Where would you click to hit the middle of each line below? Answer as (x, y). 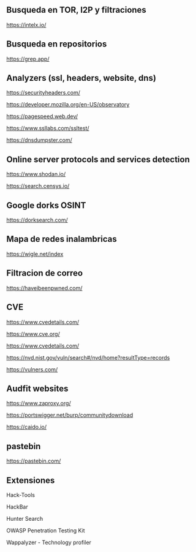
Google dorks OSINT (46, 205)
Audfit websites (37, 388)
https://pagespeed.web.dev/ (42, 116)
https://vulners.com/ (32, 369)
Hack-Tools (21, 494)
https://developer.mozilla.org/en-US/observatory (68, 105)
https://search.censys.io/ (38, 186)
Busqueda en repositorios (57, 44)
